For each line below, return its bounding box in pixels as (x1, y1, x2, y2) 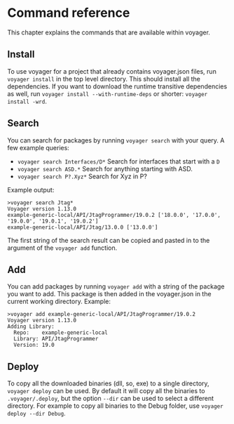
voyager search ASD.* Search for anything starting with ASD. (17, 164, 193, 173)
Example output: (7, 185, 55, 194)
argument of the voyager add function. (7, 244, 118, 252)
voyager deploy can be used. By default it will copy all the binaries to (7, 387, 205, 395)
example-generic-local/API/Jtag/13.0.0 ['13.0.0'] (7, 223, 158, 231)
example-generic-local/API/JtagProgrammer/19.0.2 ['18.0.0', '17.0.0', (7, 211, 221, 218)
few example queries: (7, 143, 70, 152)
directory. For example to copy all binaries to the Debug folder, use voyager (7, 402, 223, 410)
